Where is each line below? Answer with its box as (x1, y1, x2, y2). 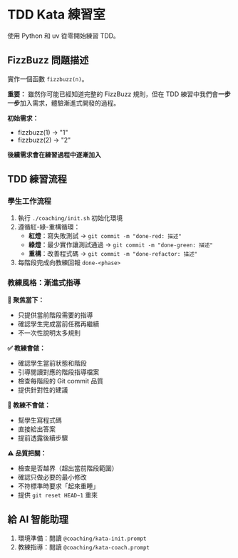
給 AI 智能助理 (7, 514, 69, 526)
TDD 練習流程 (7, 173, 68, 185)
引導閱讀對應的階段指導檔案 (17, 368, 100, 376)
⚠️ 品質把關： (7, 448, 47, 457)
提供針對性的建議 (17, 386, 68, 394)
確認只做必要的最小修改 (17, 472, 87, 481)
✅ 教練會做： (7, 343, 46, 352)
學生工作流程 (7, 197, 52, 207)
